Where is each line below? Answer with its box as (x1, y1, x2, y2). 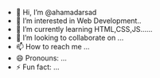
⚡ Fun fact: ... (15, 62, 60, 72)
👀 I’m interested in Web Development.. (15, 16, 142, 25)
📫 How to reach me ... (15, 42, 90, 51)
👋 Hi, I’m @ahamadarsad (15, 8, 97, 17)
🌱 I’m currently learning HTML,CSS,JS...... (15, 25, 153, 33)
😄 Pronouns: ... (15, 53, 68, 63)
